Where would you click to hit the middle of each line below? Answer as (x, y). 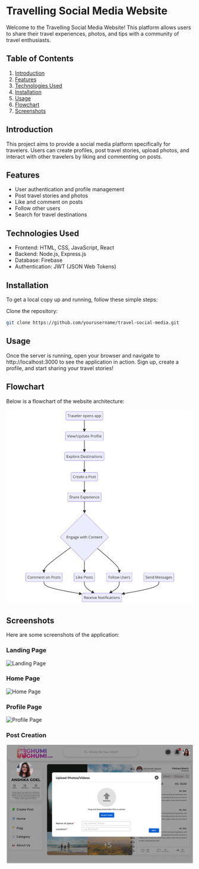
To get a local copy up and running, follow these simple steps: (82, 299)
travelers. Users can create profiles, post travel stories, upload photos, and (98, 150)
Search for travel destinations (51, 214)
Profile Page (24, 707)
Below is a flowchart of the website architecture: (65, 401)
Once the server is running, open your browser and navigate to (83, 355)
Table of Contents (40, 59)
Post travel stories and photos (51, 196)
